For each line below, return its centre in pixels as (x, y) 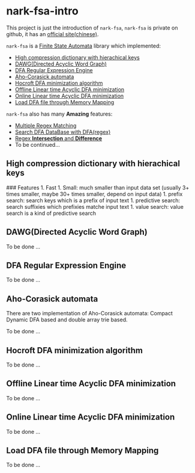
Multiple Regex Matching (46, 125)
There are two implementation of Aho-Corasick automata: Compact (89, 314)
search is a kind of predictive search (51, 213)
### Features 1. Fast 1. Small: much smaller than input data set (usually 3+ (98, 187)
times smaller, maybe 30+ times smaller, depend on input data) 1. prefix (94, 194)
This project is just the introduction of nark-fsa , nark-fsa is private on (92, 28)
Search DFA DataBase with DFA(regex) (63, 132)
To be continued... (37, 144)
